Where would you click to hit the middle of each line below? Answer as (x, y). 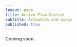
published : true (23, 24)
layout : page (19, 10)
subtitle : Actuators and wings (39, 19)
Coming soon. (20, 39)
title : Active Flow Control (35, 15)
